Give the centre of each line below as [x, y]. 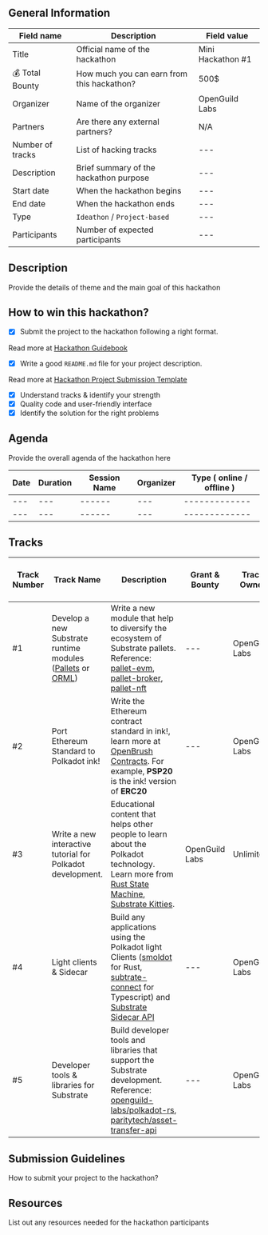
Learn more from [142, 874]
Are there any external [118, 122]
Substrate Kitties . [143, 905]
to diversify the [139, 629]
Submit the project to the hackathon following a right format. [119, 332]
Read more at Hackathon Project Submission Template [98, 379]
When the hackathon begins [129, 190]
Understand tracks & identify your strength [90, 394]
